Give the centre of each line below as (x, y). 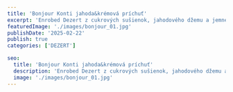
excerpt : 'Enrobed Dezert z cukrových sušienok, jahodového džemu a (108, 20)
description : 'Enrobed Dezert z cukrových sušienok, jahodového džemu (118, 71)
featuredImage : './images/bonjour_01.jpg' (69, 26)
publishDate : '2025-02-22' (46, 33)
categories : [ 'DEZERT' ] (42, 46)
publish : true (28, 39)
